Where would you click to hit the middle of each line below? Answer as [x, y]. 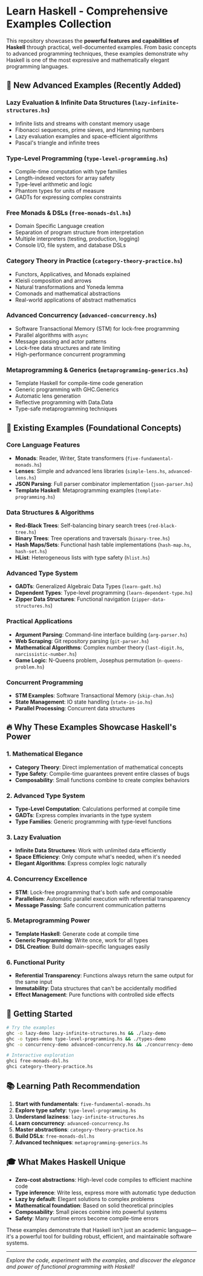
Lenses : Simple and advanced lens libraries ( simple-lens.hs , [91, 471]
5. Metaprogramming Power [48, 921]
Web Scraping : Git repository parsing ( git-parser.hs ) [82, 641]
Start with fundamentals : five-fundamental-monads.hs [83, 1104]
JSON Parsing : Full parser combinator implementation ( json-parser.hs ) [104, 484]
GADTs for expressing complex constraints [68, 197]
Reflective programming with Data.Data [64, 403]
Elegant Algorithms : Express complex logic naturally [81, 863]
